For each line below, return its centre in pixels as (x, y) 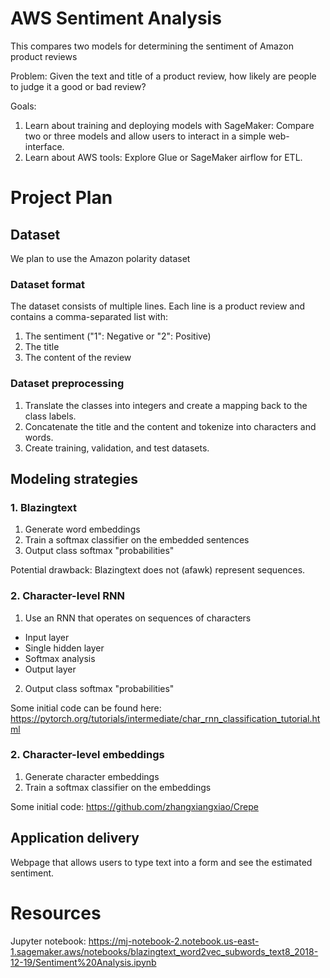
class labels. (50, 416)
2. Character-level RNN (67, 596)
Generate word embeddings (82, 529)
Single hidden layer (64, 648)
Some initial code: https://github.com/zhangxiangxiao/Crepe (134, 806)
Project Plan (61, 198)
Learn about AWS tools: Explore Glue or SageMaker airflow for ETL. (163, 157)
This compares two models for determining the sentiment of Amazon (152, 46)
